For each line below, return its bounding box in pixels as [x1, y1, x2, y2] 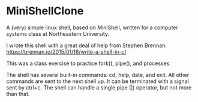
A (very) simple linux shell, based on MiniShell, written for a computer [6, 24, 178, 31]
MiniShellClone [6, 4, 84, 18]
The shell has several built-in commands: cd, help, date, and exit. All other [6, 71, 190, 78]
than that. [6, 90, 30, 97]
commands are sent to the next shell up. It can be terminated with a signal [6, 78, 189, 85]
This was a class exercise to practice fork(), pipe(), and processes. [6, 60, 171, 67]
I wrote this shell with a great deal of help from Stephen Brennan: [6, 42, 167, 49]
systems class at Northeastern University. [6, 30, 110, 37]
